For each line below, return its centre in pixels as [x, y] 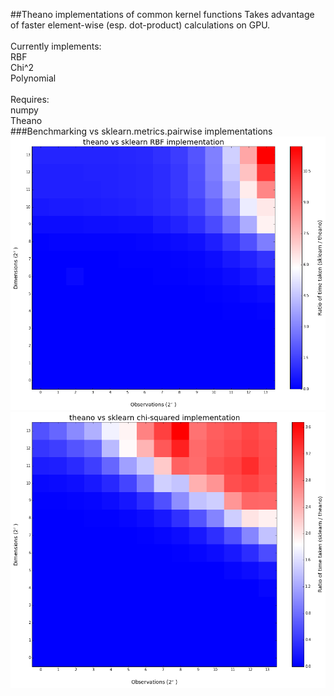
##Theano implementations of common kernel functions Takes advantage [162, 14]
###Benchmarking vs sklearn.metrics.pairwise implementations [141, 131]
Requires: [30, 99]
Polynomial [33, 78]
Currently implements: [56, 46]
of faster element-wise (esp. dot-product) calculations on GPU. [140, 25]
